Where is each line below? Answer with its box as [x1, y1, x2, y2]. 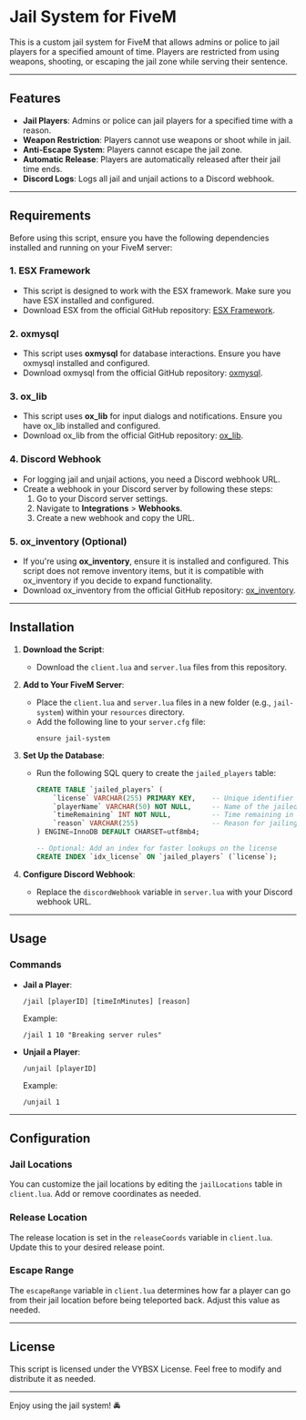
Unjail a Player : [22, 1046, 81, 1057]
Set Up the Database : [22, 750, 105, 761]
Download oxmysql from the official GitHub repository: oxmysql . [22, 367, 263, 379]
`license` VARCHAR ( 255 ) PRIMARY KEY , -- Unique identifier [53, 793, 294, 802]
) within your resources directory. [60, 706, 185, 717]
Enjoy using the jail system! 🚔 [9, 1400, 121, 1411]
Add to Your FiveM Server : [22, 679, 125, 690]
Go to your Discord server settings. [36, 493, 168, 504]
